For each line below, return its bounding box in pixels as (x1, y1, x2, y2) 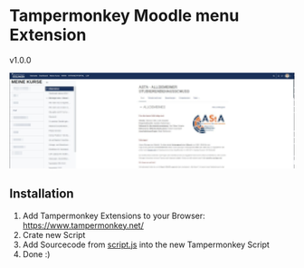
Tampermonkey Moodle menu (9, 5, 240, 26)
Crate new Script (22, 229, 86, 240)
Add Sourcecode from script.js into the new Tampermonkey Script (22, 239, 270, 250)
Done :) (22, 248, 51, 259)
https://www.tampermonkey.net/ (22, 219, 145, 231)
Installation (9, 187, 74, 202)
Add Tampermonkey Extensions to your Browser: (22, 210, 205, 221)
